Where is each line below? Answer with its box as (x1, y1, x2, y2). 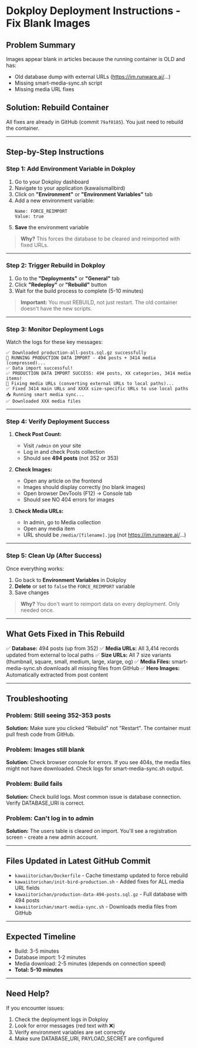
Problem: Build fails (6, 780, 63, 788)
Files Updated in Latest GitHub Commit (6, 856, 151, 866)
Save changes (14, 589, 49, 596)
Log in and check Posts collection (23, 448, 106, 456)
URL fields (14, 884, 40, 891)
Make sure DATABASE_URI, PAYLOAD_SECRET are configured (14, 1034, 164, 1042)
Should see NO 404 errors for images (23, 496, 114, 503)
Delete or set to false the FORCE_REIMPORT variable (14, 582, 135, 590)
